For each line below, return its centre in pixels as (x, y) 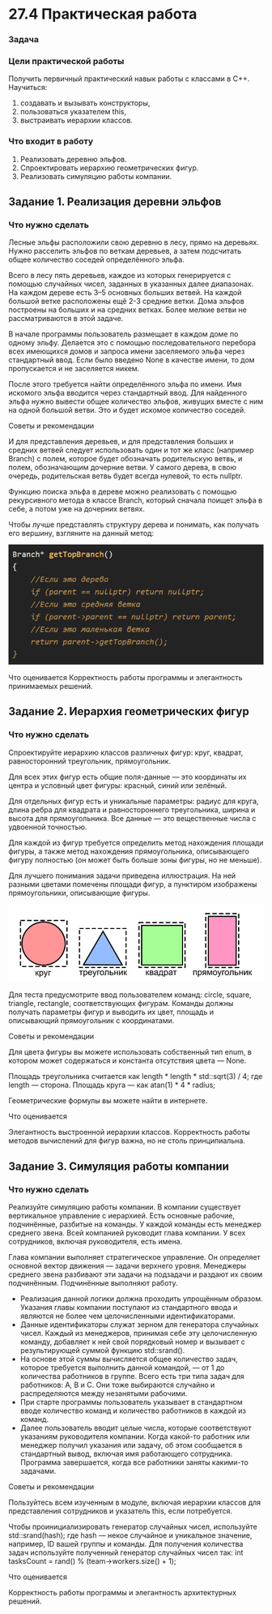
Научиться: (28, 88)
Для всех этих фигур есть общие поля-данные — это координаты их (127, 777)
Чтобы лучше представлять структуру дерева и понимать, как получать (134, 524)
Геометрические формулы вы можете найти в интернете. (108, 1101)
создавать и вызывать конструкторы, (85, 103)
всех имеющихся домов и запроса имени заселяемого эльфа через (127, 351)
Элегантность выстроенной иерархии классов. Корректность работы (130, 1132)
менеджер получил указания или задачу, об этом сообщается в (131, 1445)
